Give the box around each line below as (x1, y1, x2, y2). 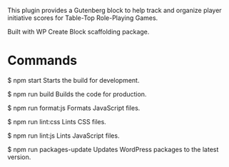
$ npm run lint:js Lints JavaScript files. (7, 131, 120, 140)
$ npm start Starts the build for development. (7, 76, 140, 84)
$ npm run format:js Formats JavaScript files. (7, 103, 141, 112)
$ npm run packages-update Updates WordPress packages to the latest (7, 145, 219, 153)
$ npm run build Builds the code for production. (7, 89, 147, 98)
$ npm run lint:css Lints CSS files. (7, 117, 107, 126)
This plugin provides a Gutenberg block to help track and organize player (7, 6, 223, 14)
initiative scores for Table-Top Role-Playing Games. (7, 14, 158, 22)
